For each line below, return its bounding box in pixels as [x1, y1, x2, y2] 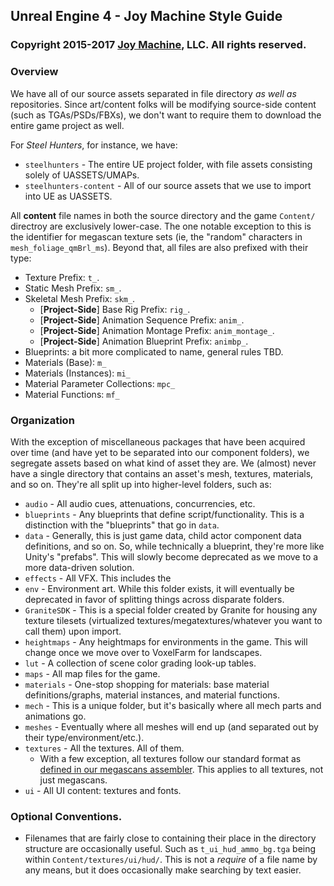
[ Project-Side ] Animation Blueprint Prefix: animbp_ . [39, 335, 249, 347]
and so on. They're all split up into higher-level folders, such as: [10, 478, 272, 490]
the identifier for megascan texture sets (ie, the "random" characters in [10, 230, 303, 243]
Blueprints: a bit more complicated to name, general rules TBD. [24, 345, 284, 358]
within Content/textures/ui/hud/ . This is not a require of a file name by [24, 854, 318, 866]
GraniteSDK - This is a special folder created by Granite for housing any [24, 604, 318, 616]
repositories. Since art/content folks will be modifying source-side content [10, 98, 317, 110]
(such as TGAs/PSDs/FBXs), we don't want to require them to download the [10, 109, 322, 121]
